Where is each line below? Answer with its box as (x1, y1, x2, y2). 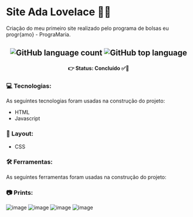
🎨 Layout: (6, 130, 34, 138)
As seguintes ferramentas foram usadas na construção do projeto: (6, 173, 167, 181)
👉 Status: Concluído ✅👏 (67, 65, 130, 72)
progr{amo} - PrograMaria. (6, 30, 71, 38)
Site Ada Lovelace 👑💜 (6, 5, 111, 19)
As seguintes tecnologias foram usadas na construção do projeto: (6, 97, 165, 104)
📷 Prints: (6, 188, 33, 196)
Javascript (14, 115, 40, 122)
